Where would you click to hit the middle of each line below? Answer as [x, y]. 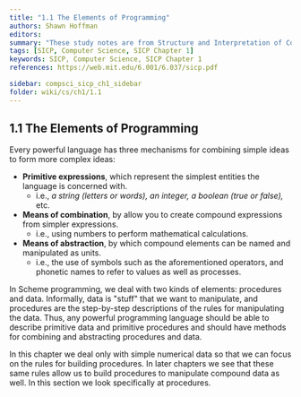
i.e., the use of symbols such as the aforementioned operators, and [159, 263]
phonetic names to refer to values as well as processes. [138, 272]
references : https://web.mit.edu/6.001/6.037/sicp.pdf [114, 68]
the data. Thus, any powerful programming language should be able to [139, 318]
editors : [26, 34]
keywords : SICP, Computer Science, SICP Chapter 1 [106, 59]
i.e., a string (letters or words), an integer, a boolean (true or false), [159, 196]
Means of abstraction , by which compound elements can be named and [156, 244]
